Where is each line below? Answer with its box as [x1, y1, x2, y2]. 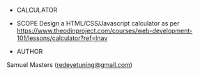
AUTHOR [16, 48, 43, 55]
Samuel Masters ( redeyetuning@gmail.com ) [6, 61, 133, 68]
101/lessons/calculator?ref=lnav [16, 34, 108, 42]
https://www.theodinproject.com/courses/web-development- [16, 27, 193, 35]
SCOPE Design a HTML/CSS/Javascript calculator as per [16, 19, 180, 27]
